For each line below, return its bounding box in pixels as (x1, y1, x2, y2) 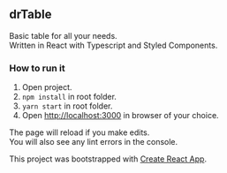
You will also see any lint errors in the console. (9, 137, 178, 147)
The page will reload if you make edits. (9, 127, 150, 138)
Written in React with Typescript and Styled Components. (9, 40, 218, 50)
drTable (9, 7, 52, 22)
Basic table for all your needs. (9, 30, 117, 41)
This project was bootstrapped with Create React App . (9, 154, 208, 164)
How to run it (9, 62, 65, 74)
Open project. (21, 82, 72, 93)
